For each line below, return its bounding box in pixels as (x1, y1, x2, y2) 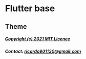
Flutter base (5, 3, 55, 14)
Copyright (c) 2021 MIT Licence (5, 36, 70, 42)
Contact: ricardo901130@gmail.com (5, 48, 81, 54)
